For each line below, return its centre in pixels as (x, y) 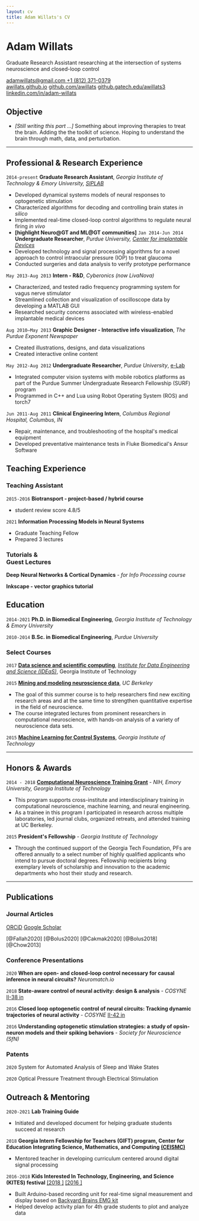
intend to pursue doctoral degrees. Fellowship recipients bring (91, 860)
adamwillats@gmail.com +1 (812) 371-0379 (59, 81)
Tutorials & (22, 554)
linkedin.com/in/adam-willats (41, 93)
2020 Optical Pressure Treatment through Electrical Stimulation (82, 1079)
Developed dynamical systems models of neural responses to (90, 195)
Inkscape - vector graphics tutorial (50, 586)
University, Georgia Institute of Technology (58, 788)
